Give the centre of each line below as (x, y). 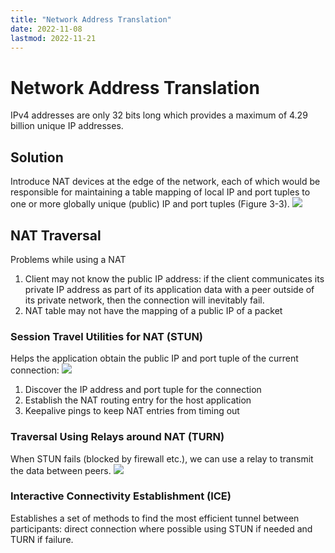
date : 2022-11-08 (46, 29)
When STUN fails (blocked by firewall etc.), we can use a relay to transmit (162, 458)
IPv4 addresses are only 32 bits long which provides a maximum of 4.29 (159, 115)
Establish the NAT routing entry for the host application (138, 400)
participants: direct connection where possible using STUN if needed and (161, 528)
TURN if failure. (42, 539)
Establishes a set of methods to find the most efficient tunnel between (155, 518)
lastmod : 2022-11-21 (53, 38)
